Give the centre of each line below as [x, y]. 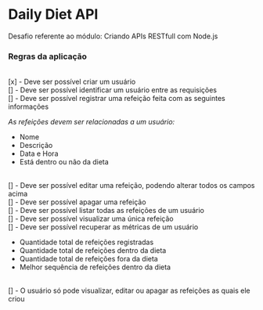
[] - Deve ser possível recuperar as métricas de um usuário [103, 227]
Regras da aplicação [48, 56]
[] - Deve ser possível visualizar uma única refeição [91, 219]
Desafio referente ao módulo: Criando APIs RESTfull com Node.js [113, 36]
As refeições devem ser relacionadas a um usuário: [92, 122]
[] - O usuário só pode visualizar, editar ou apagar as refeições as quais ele [129, 290]
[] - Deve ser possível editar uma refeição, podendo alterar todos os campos [132, 186]
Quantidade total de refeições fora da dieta [88, 259]
